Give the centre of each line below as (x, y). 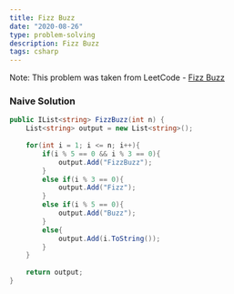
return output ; (55, 273)
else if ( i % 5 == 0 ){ (83, 205)
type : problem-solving (52, 35)
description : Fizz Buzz (55, 43)
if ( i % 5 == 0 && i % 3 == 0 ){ (102, 154)
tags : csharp (34, 52)
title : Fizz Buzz (42, 18)
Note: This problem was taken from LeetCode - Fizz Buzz (117, 77)
